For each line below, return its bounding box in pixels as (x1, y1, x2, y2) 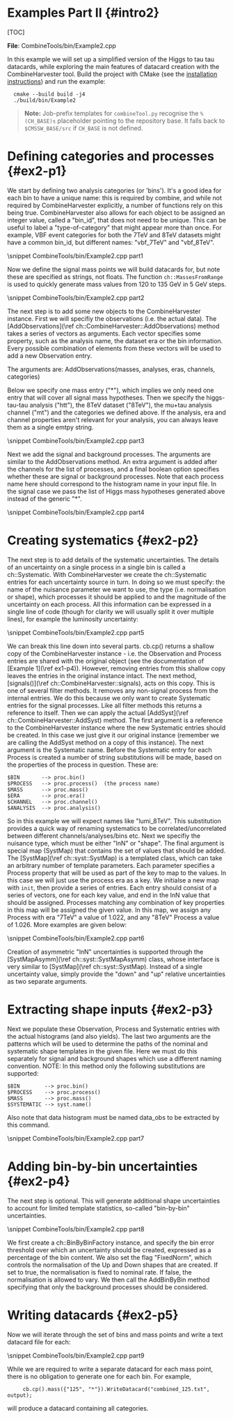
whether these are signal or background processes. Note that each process (7, 472, 224, 481)
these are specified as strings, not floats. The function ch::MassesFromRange (7, 272, 224, 280)
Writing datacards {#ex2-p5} (7, 1307, 179, 1323)
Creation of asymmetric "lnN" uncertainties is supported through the (7, 947, 204, 956)
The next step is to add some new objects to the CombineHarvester (7, 307, 201, 315)
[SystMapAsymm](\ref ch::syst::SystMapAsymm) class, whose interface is (7, 954, 220, 963)
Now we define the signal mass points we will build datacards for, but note (7, 265, 220, 273)
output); (7, 1392, 33, 1399)
